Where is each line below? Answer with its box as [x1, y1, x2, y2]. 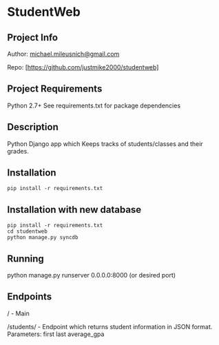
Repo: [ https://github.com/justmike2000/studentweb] [7, 63, 159, 71]
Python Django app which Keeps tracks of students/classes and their [7, 139, 203, 148]
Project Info [7, 32, 59, 43]
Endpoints [7, 291, 52, 303]
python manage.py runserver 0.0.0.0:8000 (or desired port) [7, 271, 176, 280]
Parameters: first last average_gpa [7, 330, 105, 338]
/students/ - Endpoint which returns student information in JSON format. [7, 322, 213, 331]
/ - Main [7, 309, 30, 317]
